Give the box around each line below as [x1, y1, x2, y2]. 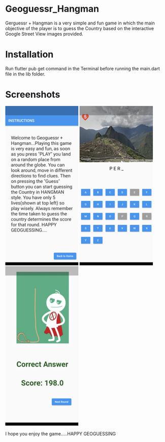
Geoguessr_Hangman [5, 3, 100, 15]
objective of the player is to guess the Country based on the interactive [5, 25, 154, 31]
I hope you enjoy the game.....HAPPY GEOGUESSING [5, 430, 116, 436]
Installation [5, 49, 54, 60]
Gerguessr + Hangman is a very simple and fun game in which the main [5, 20, 155, 26]
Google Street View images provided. [5, 31, 84, 37]
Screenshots [5, 89, 60, 100]
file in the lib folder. [5, 71, 46, 77]
